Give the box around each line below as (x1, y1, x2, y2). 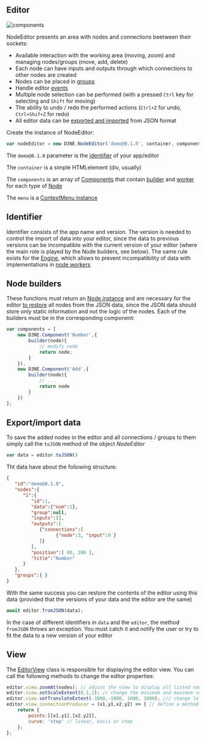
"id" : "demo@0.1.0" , (14, 481, 64, 487)
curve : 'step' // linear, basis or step (28, 718, 133, 724)
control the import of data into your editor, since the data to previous (6, 235, 179, 242)
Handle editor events (15, 84, 69, 92)
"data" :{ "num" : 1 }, (31, 504, 78, 510)
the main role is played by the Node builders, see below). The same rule (6, 248, 188, 255)
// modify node (39, 343, 78, 350)
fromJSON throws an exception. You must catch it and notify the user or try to (6, 625, 199, 632)
